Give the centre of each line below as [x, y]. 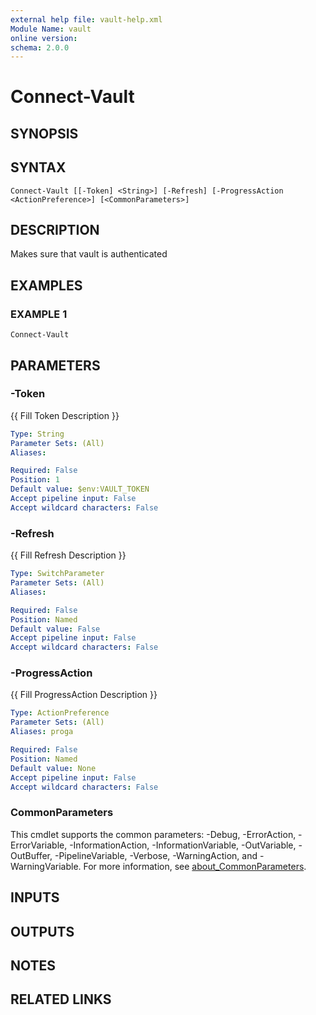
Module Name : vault [51, 29]
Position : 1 [35, 480]
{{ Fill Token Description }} [65, 415]
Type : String [37, 434]
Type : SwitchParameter [57, 574]
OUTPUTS [42, 931]
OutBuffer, [31, 855]
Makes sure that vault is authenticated [89, 254]
